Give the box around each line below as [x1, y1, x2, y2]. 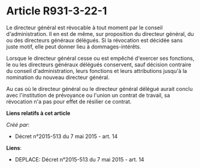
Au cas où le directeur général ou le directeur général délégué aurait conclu [6, 85, 193, 92]
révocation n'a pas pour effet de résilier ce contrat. [6, 97, 132, 105]
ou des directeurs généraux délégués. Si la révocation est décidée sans [6, 36, 183, 44]
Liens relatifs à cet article [6, 109, 71, 117]
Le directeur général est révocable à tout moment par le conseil [6, 24, 163, 31]
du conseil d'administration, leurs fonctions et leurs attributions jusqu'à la [6, 67, 187, 74]
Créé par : [6, 121, 30, 128]
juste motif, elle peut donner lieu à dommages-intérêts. [6, 43, 142, 50]
